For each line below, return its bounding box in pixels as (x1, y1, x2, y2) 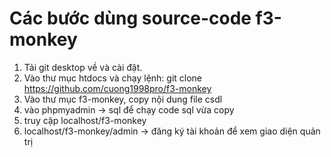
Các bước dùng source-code (9, 7, 252, 30)
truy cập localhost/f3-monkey (23, 114, 147, 126)
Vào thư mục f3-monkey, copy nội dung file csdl (23, 93, 223, 105)
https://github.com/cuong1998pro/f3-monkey (23, 82, 212, 94)
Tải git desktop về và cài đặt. (23, 61, 143, 73)
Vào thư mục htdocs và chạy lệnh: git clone (23, 72, 203, 84)
